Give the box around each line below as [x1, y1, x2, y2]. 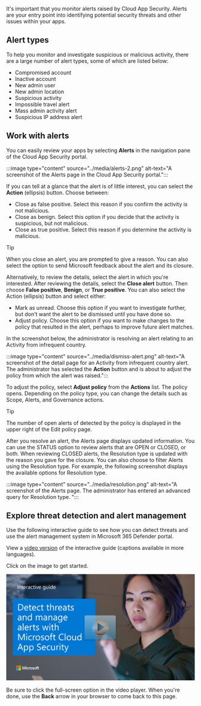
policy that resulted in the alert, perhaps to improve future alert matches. [14, 323, 194, 330]
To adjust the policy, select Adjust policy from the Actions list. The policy [6, 383, 188, 391]
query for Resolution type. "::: [6, 493, 79, 500]
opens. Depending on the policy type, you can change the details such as [6, 389, 188, 397]
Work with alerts [6, 131, 69, 141]
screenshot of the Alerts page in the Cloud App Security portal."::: [6, 171, 169, 178]
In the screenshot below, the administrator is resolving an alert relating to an [6, 334, 193, 342]
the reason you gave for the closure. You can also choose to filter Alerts [6, 456, 184, 463]
